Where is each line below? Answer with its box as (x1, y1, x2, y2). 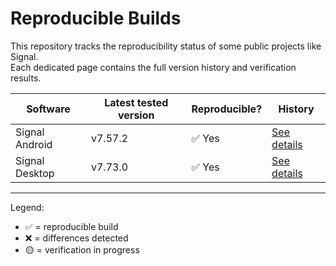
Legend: (10, 201, 45, 213)
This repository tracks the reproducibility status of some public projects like (10, 40, 322, 52)
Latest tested (104, 95, 169, 109)
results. (10, 72, 42, 84)
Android (15, 137, 53, 151)
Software (26, 102, 71, 116)
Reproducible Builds (10, 7, 182, 30)
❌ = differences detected (24, 232, 129, 244)
